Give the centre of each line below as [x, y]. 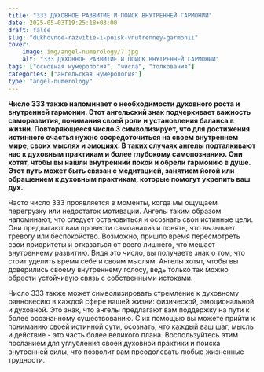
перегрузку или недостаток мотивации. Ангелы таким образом [115, 211]
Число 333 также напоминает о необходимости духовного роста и [124, 104]
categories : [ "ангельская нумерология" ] [75, 74]
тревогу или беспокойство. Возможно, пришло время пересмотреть [125, 236]
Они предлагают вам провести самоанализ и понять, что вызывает [122, 227]
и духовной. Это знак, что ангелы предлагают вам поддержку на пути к [129, 309]
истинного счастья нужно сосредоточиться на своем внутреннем [123, 137]
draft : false [29, 30]
